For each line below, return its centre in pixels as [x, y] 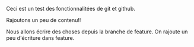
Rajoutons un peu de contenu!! [44, 20]
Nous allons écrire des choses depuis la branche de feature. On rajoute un [97, 32]
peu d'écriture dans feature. [40, 38]
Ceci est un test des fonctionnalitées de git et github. [71, 9]
